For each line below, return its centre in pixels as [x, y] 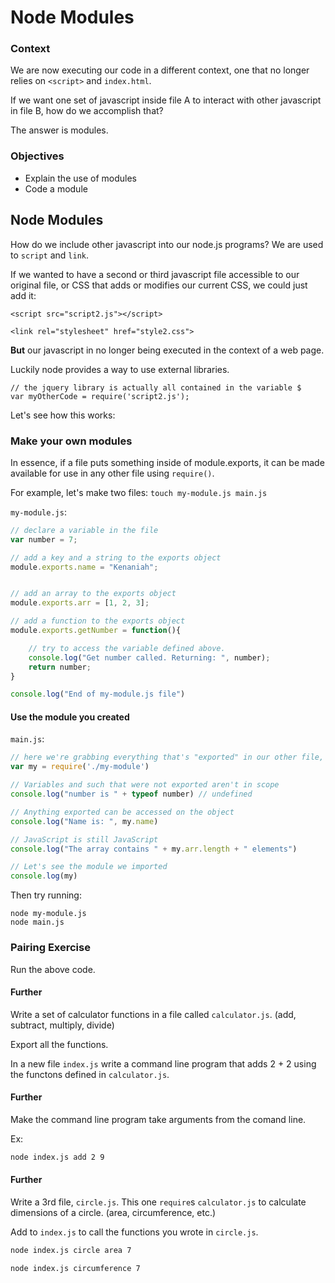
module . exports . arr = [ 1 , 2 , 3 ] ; [80, 603]
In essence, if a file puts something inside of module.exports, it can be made [167, 462]
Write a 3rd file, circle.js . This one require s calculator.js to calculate [158, 1202]
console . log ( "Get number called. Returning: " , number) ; [149, 657]
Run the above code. [53, 969]
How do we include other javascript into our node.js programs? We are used [167, 244]
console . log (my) [44, 876]
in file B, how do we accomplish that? [87, 111]
